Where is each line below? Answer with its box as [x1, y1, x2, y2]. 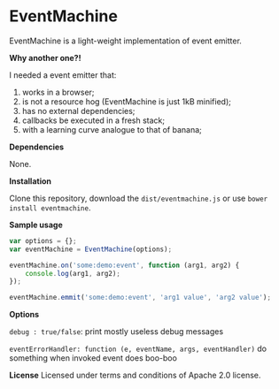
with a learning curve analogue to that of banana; [21, 124, 202, 134]
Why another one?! [9, 52, 81, 63]
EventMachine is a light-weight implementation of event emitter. [9, 35, 242, 46]
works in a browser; [21, 87, 95, 97]
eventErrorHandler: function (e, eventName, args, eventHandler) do [9, 343, 267, 355]
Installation [9, 175, 51, 187]
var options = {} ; [9, 236, 77, 245]
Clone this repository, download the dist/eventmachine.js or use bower [9, 193, 268, 203]
